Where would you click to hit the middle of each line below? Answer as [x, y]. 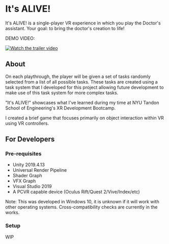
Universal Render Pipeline [40, 170]
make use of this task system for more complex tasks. [62, 93]
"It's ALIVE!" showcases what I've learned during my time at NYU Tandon [82, 102]
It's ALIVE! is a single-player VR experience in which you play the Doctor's [83, 23]
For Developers [30, 139]
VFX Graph [24, 181]
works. [12, 212]
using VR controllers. [27, 123]
